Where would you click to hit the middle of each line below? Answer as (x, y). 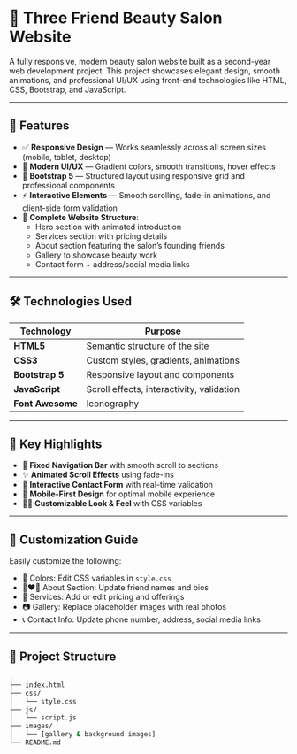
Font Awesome (46, 404)
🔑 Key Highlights (56, 444)
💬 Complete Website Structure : (80, 217)
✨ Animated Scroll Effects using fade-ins (98, 475)
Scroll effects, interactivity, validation (163, 389)
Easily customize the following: (65, 561)
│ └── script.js (43, 718)
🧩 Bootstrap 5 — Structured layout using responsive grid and (133, 175)
